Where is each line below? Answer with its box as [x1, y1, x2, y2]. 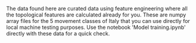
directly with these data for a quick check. [6, 30, 110, 37]
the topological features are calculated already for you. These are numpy [6, 11, 186, 18]
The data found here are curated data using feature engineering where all [6, 5, 188, 12]
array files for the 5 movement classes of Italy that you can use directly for [6, 18, 191, 24]
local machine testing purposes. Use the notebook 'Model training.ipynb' [6, 24, 186, 31]
